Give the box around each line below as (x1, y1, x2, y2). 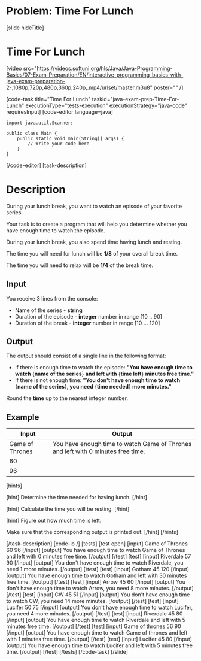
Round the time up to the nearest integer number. (6, 395, 129, 402)
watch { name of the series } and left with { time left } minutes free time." (14, 370, 194, 378)
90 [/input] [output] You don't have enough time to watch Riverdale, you (6, 559, 184, 566)
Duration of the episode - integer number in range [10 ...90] (14, 313, 163, 320)
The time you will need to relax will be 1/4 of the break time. (6, 262, 154, 269)
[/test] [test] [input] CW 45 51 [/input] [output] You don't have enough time (6, 591, 190, 598)
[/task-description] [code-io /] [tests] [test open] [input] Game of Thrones (6, 540, 188, 547)
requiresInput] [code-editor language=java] (6, 108, 114, 115)
